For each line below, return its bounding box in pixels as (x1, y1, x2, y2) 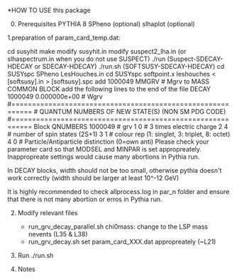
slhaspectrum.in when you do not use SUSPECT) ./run (7, 55, 166, 63)
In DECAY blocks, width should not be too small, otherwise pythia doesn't (7, 166, 222, 174)
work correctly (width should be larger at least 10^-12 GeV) (7, 173, 180, 182)
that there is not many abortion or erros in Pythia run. (7, 195, 162, 203)
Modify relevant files (17, 209, 78, 217)
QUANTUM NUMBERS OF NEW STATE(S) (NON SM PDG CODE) (39, 108, 226, 115)
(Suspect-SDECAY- (167, 55, 224, 63)
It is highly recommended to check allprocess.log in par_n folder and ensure (7, 188, 230, 195)
